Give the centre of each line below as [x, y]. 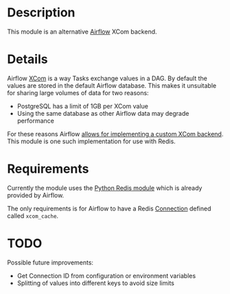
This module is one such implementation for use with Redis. [92, 141]
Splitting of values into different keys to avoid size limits [96, 283]
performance [36, 121]
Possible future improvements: [50, 262]
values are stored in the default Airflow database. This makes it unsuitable [112, 85]
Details [27, 59]
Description [41, 13]
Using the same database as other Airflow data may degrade [103, 113]
